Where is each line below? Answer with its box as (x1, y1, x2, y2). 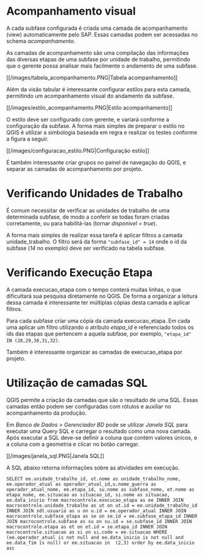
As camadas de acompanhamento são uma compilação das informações (6, 49, 189, 56)
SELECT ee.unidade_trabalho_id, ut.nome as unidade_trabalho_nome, (6, 476, 181, 482)
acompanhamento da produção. (6, 409, 87, 417)
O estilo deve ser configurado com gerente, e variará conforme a (6, 116, 169, 123)
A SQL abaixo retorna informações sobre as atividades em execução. (6, 464, 180, 471)
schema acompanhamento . (6, 37, 76, 44)
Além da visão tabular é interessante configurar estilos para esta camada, (6, 85, 191, 93)
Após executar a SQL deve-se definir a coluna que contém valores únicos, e (6, 434, 198, 441)
